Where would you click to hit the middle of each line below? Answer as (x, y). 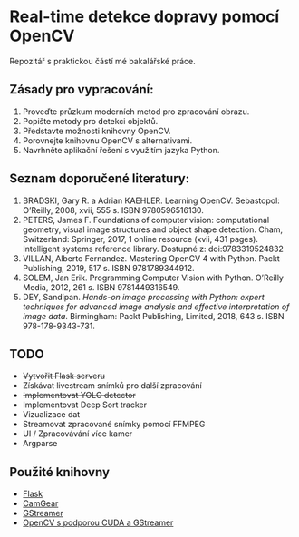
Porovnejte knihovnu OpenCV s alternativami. (107, 140)
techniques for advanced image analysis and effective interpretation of (156, 307)
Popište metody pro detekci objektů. (90, 121)
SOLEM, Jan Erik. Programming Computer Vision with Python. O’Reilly (153, 278)
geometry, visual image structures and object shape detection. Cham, (153, 229)
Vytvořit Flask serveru (64, 376)
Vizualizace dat (51, 415)
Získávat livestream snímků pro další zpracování (112, 386)
